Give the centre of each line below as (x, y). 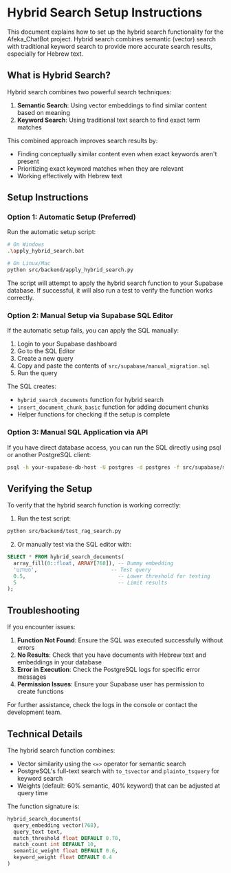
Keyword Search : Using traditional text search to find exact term (109, 120)
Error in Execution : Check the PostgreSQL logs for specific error (109, 670)
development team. (34, 712)
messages (32, 677)
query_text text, (38, 832)
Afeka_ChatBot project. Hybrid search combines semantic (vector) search (112, 39)
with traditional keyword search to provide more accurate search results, (110, 46)
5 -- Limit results (90, 582)
